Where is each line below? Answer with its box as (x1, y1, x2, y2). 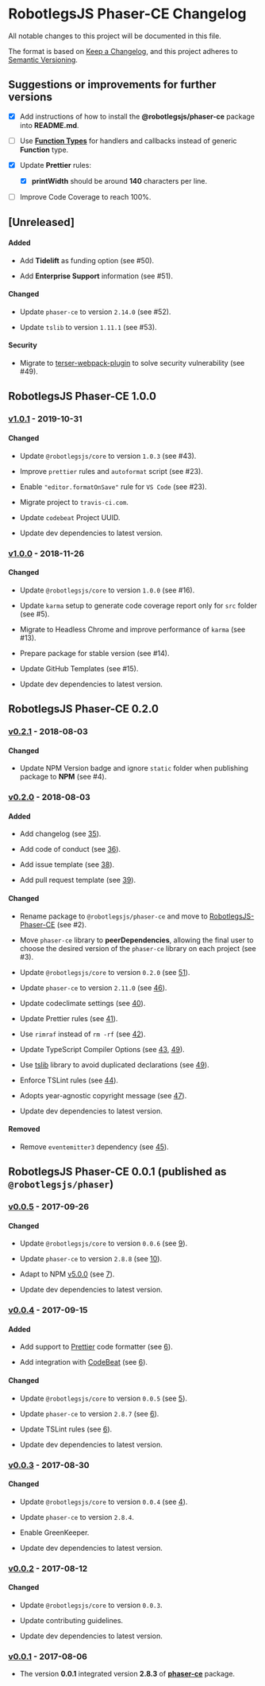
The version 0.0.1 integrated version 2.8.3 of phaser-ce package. (19, 1669, 236, 1679)
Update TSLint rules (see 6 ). (19, 1424, 113, 1434)
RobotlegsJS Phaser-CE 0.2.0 (8, 702, 159, 716)
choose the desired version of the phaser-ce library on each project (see (19, 943, 256, 953)
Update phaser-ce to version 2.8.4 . (19, 1512, 135, 1521)
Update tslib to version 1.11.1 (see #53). (19, 322, 157, 332)
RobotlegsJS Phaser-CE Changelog (8, 5, 248, 23)
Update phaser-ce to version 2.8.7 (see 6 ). (19, 1408, 159, 1418)
